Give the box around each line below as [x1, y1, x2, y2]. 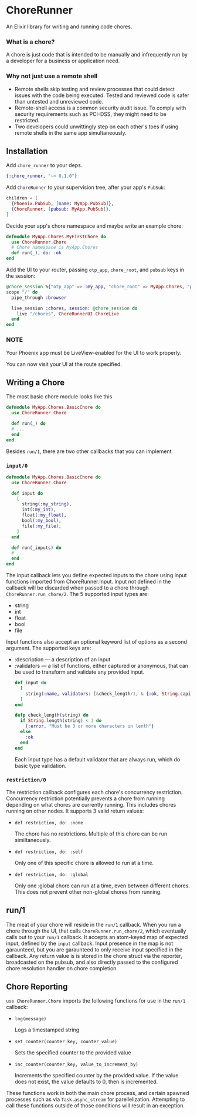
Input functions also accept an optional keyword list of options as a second [6, 638, 188, 645]
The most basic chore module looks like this [6, 393, 113, 400]
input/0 [6, 462, 28, 469]
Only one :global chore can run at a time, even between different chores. [14, 882, 191, 889]
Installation [6, 146, 48, 156]
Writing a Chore [6, 377, 65, 387]
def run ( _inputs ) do [11, 545, 62, 551]
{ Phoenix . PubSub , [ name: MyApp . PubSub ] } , [11, 201, 114, 207]
